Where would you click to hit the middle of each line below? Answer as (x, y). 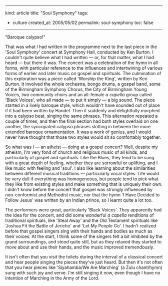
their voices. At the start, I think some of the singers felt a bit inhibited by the (84, 236)
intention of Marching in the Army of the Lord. (52, 278)
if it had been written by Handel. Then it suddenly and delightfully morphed (82, 110)
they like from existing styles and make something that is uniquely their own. (84, 184)
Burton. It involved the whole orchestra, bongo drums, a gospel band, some (83, 84)
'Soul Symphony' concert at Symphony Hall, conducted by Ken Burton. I (79, 52)
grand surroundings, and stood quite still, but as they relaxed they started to (83, 242)
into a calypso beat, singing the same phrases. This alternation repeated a (81, 116)
